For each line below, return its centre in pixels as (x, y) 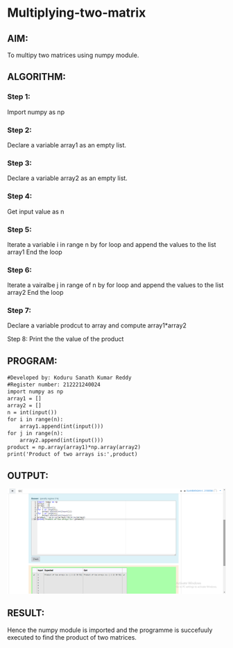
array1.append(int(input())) (62, 427)
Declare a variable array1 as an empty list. (67, 145)
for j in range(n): (35, 434)
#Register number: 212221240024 (54, 385)
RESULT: (26, 613)
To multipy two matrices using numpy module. (73, 55)
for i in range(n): (35, 420)
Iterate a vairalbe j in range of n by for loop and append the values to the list (115, 285)
